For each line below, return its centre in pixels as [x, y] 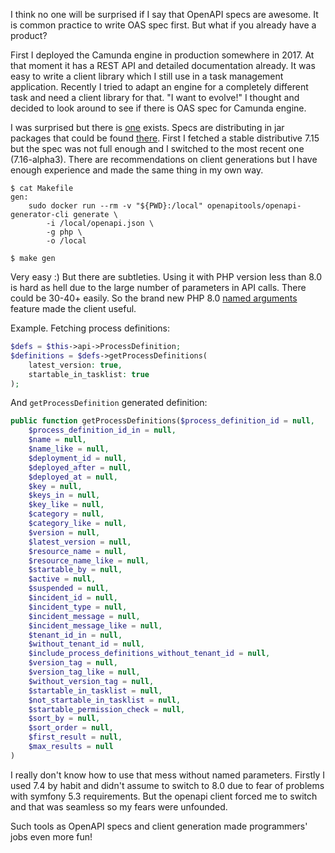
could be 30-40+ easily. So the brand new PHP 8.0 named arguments [154, 298]
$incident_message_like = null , [95, 625]
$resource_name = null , [78, 551]
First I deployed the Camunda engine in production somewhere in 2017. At [162, 55]
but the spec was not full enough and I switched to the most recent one [157, 148]
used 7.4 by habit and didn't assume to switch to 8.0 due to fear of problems [167, 785]
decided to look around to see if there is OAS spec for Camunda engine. [158, 108]
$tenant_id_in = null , [75, 635]
